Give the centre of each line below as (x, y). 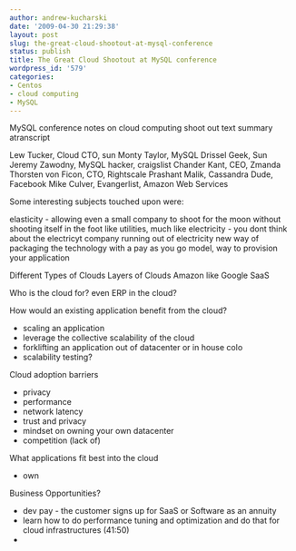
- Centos (26, 85)
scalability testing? (57, 357)
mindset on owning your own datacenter (98, 431)
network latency (53, 412)
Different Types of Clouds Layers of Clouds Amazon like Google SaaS (139, 275)
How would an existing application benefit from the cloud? (118, 310)
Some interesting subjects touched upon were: (97, 202)
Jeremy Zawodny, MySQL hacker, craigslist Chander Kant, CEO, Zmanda (145, 165)
